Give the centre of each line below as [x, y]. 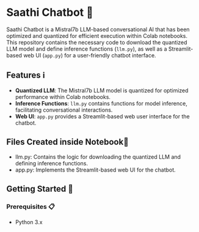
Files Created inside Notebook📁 [68, 142]
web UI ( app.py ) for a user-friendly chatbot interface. [90, 55]
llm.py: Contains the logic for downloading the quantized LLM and [98, 157]
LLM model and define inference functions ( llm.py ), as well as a [87, 49]
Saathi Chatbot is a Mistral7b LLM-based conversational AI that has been [98, 29]
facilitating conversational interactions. [64, 110]
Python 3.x [29, 222]
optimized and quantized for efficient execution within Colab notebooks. [97, 35]
